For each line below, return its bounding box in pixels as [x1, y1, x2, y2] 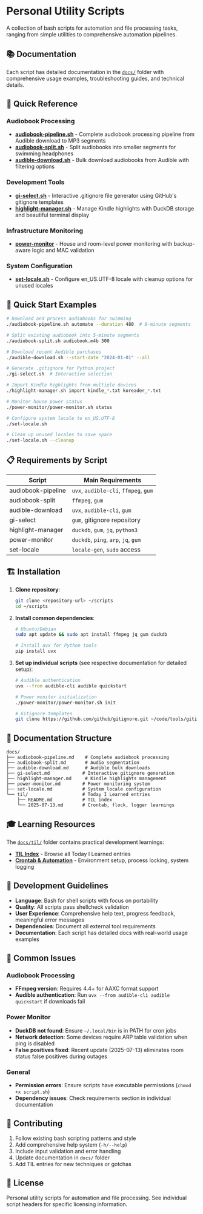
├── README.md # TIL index [17, 797, 113, 803]
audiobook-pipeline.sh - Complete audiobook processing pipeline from [15, 130, 195, 138]
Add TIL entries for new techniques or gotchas [15, 1160, 131, 1167]
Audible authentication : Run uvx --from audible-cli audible [15, 991, 170, 999]
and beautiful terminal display [15, 211, 90, 218]
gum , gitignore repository [72, 516, 141, 524]
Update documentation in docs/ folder [15, 1154, 110, 1161]
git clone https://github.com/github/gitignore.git [15, 716, 148, 723]
